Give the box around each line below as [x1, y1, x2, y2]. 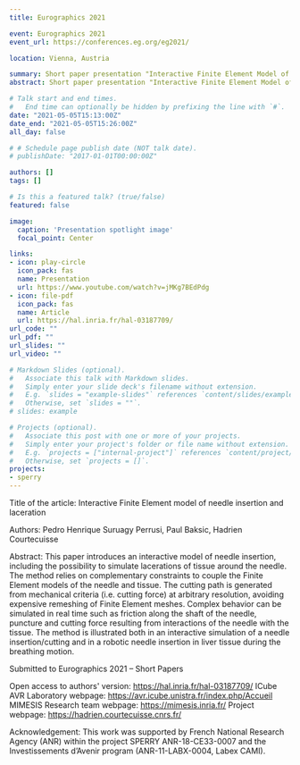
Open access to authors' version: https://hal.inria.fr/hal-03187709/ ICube [9, 681, 278, 691]
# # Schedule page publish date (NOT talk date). [9, 144, 198, 153]
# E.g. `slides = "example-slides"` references [9, 391, 198, 399]
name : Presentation [17, 274, 90, 283]
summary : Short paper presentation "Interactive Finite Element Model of [9, 70, 290, 79]
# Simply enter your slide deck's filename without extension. [9, 382, 257, 391]
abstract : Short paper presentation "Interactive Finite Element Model [9, 78, 281, 88]
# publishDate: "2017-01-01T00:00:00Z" [9, 152, 158, 161]
